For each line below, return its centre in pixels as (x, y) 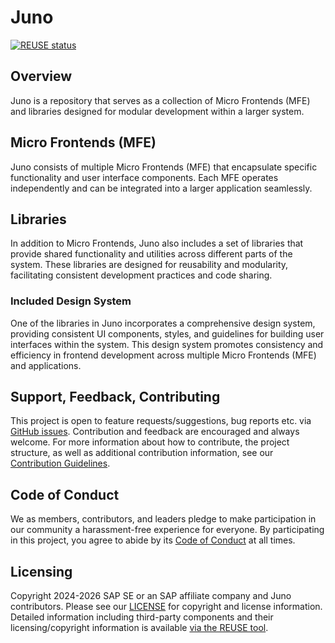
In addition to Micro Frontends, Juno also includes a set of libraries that (157, 243)
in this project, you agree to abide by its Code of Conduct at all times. (153, 540)
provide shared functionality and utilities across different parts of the (151, 254)
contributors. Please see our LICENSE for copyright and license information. (166, 607)
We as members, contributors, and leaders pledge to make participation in (163, 519)
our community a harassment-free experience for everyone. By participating (167, 530)
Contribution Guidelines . (60, 463)
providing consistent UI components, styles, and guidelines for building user (167, 333)
